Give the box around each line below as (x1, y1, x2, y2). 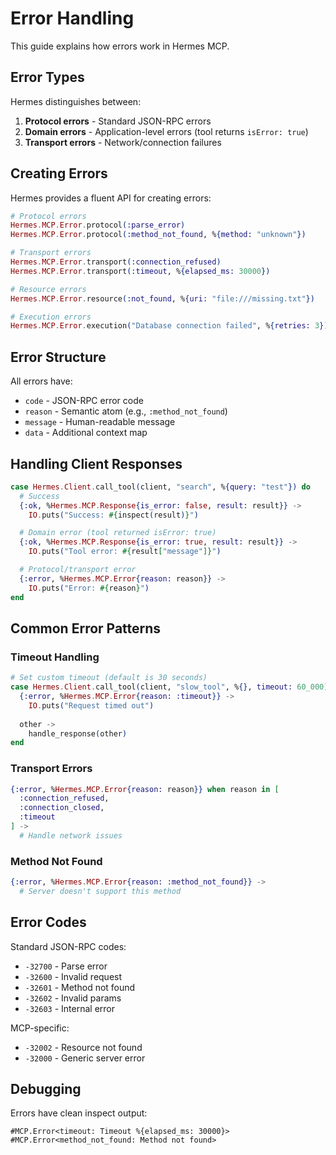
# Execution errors (10, 312, 92, 322)
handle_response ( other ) (28, 728, 128, 739)
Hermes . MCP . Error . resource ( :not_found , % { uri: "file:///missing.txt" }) (10, 293, 315, 304)
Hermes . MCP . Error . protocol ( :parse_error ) (10, 220, 186, 231)
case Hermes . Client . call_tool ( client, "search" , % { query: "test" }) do (10, 482, 311, 492)
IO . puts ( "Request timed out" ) (28, 700, 155, 711)
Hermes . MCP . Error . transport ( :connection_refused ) (10, 257, 222, 267)
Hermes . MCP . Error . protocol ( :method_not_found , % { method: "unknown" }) (10, 230, 307, 240)
